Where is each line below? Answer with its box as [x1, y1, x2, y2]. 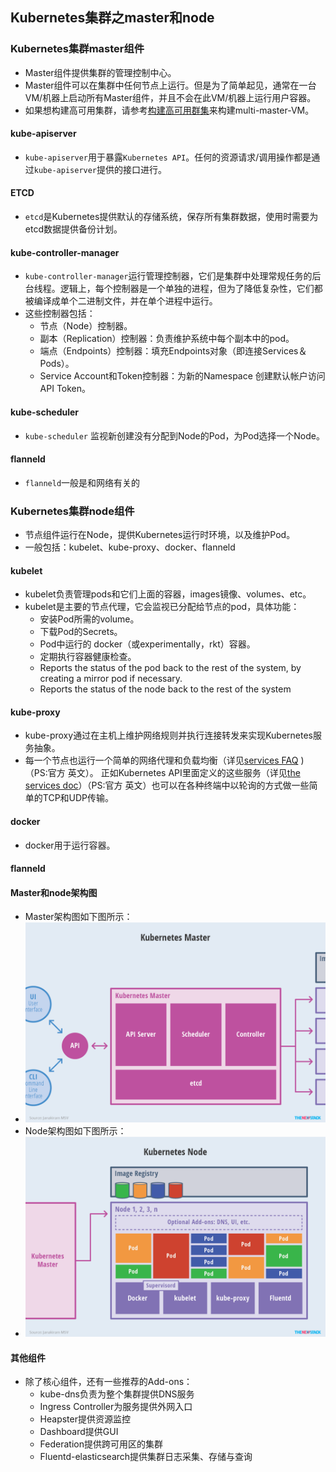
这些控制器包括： [24, 308, 96, 320]
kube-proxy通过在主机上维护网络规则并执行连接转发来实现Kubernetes [24, 729, 313, 742]
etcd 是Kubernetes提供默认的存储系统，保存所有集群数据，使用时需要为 [24, 211, 319, 223]
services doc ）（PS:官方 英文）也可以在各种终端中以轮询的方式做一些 [24, 779, 310, 792]
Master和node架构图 [10, 886, 98, 898]
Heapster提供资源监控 [39, 1413, 131, 1425]
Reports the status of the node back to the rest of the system [39, 683, 292, 695]
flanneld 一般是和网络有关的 [24, 476, 141, 488]
